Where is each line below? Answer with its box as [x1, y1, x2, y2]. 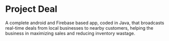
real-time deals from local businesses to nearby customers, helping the [5, 25, 154, 31]
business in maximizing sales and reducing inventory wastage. [5, 30, 135, 36]
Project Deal [5, 3, 58, 15]
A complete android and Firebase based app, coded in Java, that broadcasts [5, 20, 164, 26]
